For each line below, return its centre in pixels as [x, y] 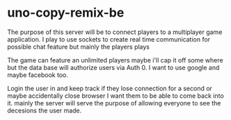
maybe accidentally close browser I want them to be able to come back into [115, 96]
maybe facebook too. [38, 75]
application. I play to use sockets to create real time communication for [109, 39]
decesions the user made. [45, 110]
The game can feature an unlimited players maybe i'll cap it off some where [115, 60]
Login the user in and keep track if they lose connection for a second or [110, 88]
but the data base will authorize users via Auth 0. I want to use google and [113, 67]
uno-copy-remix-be [66, 13]
